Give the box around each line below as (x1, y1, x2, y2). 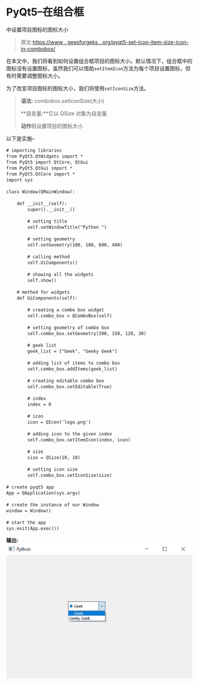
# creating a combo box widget (27, 307, 105, 313)
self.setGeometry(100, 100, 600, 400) (27, 242, 123, 248)
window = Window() (6, 507, 51, 514)
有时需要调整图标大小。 (6, 72, 63, 79)
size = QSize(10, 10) (27, 454, 81, 461)
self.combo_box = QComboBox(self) (27, 312, 112, 319)
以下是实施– (6, 135, 35, 142)
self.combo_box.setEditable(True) (27, 383, 112, 390)
